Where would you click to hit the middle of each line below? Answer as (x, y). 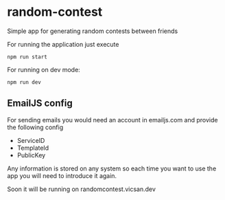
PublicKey (31, 155)
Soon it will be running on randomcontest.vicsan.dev (82, 189)
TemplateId (33, 148)
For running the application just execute (63, 44)
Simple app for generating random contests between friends (93, 31)
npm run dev (24, 82)
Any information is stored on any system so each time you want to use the (112, 168)
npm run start (27, 57)
